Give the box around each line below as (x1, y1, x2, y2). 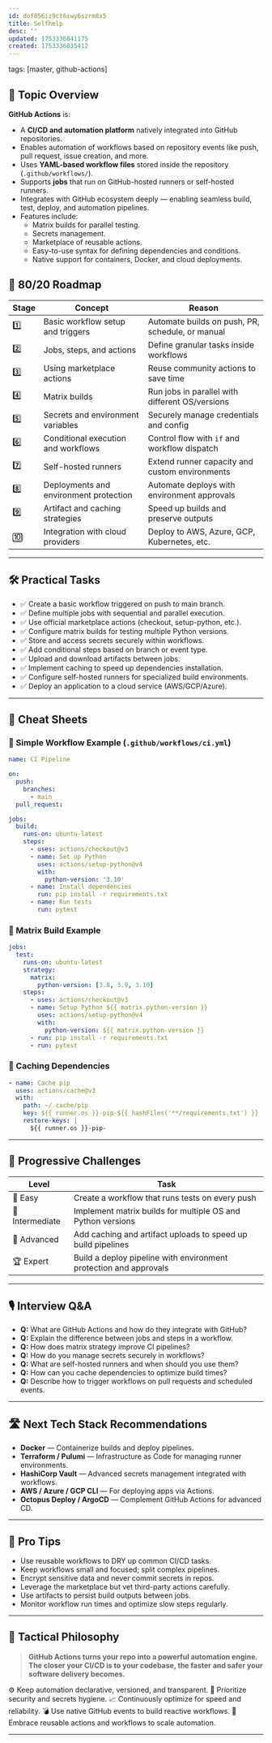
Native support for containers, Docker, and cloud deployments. (32, 254, 243, 264)
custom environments (147, 466, 231, 477)
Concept (74, 302, 109, 313)
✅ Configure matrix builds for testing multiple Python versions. (19, 626, 229, 636)
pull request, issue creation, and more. (19, 151, 149, 161)
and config (147, 419, 189, 430)
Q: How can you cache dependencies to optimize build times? (19, 1368, 227, 1378)
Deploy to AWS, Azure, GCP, (147, 525, 256, 537)
